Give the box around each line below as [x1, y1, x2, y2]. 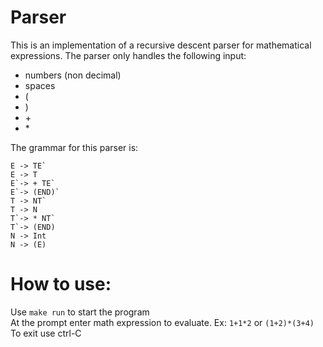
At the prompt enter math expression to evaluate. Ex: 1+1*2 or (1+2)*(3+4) [10, 316, 315, 328]
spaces [24, 79, 56, 91]
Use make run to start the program [10, 306, 150, 318]
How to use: [10, 273, 112, 296]
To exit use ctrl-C [10, 327, 82, 339]
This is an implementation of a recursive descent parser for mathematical [10, 39, 312, 51]
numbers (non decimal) [24, 69, 122, 81]
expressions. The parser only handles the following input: [10, 49, 247, 61]
